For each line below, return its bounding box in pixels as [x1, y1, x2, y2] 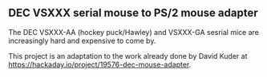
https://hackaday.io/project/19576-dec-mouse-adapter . [8, 60, 192, 69]
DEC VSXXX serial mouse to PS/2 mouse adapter [8, 6, 258, 20]
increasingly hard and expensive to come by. [8, 36, 156, 45]
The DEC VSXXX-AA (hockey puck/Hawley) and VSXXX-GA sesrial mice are [8, 27, 259, 37]
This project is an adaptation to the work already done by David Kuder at [8, 51, 248, 60]
